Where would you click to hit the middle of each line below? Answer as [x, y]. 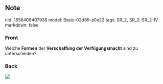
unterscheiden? [21, 54]
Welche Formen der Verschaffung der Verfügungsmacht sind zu [71, 48]
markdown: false [22, 25]
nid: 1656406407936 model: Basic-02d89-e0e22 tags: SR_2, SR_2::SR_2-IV [81, 20]
